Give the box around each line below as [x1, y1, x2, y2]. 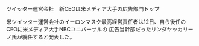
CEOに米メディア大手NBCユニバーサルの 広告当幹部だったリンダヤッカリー [6, 26, 194, 33]
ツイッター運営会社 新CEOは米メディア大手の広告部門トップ [6, 5, 160, 12]
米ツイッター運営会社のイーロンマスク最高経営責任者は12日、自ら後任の [6, 18, 186, 25]
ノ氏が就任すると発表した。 [6, 33, 75, 41]
